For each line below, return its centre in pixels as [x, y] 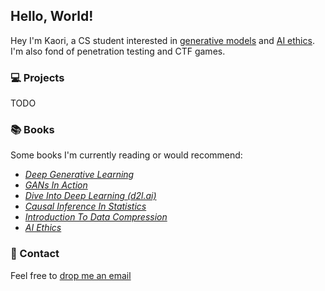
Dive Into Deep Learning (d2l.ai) [90, 196]
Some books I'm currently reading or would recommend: [126, 155]
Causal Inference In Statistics [85, 206]
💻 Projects [37, 77]
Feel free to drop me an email [71, 275]
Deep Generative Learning [79, 175]
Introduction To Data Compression [96, 217]
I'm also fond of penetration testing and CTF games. [118, 51]
